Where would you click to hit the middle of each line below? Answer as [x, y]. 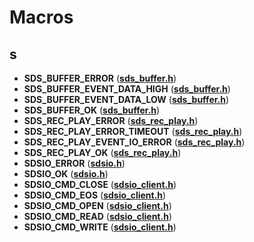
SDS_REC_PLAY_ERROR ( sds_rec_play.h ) [111, 120]
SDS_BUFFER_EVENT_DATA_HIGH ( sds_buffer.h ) [127, 89]
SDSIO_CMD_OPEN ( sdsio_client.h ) [97, 205]
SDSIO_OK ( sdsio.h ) [66, 174]
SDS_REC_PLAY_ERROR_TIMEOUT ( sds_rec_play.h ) [133, 131]
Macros [41, 17]
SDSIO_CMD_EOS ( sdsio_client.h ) [95, 195]
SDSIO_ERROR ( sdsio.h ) [74, 163]
